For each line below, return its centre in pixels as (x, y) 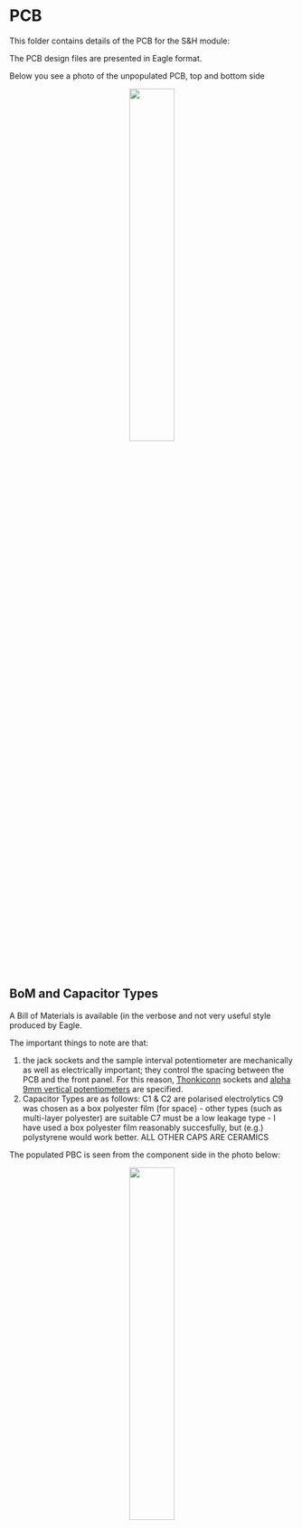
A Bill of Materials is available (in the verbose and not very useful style (140, 1015)
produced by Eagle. (46, 1025)
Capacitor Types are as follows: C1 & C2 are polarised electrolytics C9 (153, 1099)
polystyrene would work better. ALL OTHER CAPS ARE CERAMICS (146, 1137)
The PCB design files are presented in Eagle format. (106, 58)
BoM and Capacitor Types (84, 994)
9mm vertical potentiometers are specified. (103, 1089)
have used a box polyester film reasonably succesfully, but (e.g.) (143, 1128)
